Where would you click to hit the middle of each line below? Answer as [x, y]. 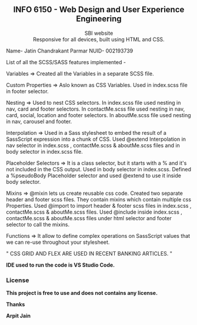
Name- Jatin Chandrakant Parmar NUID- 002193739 [70, 51]
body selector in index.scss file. [45, 151]
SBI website [99, 33]
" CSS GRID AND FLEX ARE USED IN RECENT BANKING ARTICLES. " [89, 253]
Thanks [16, 304]
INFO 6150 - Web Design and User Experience [99, 10]
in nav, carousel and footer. [39, 121]
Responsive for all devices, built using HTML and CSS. [99, 39]
